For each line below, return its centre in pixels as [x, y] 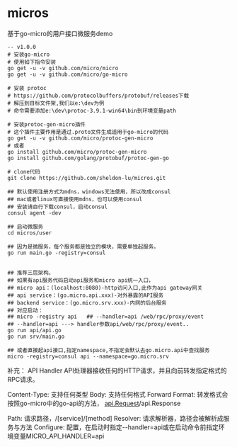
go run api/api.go [34, 330]
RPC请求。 [23, 379]
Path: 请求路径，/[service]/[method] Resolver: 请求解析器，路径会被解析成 [116, 418]
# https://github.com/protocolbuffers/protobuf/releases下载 [98, 96]
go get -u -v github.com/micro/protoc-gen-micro [80, 138]
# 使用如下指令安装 [32, 62]
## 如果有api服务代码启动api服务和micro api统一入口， [81, 280]
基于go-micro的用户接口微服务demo [60, 33]
